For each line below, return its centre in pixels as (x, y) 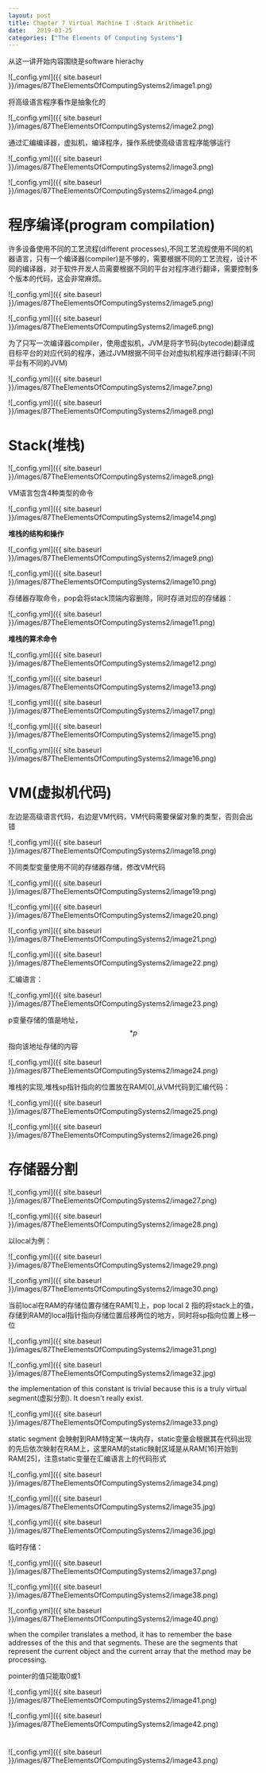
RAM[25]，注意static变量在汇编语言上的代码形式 (87, 1459)
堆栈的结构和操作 (36, 534)
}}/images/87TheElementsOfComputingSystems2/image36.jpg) (112, 1530)
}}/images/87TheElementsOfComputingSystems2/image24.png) (113, 1071)
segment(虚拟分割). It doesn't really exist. (76, 1398)
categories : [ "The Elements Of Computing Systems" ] (95, 38)
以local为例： (30, 1241)
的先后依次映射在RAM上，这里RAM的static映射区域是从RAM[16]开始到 (123, 1449)
